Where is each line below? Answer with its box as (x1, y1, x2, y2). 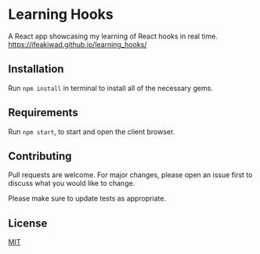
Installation (8, 63, 64, 76)
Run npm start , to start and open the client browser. (8, 127, 175, 136)
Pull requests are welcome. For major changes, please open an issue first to (8, 170, 253, 180)
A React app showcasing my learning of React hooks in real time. (8, 31, 218, 41)
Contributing (8, 149, 72, 162)
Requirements (8, 106, 78, 119)
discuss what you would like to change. (8, 179, 135, 188)
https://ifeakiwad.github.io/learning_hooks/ (8, 39, 147, 49)
